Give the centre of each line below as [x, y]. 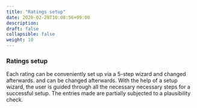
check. [15, 100]
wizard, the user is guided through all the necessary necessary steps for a [98, 87]
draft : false [23, 29]
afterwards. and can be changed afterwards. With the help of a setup [92, 81]
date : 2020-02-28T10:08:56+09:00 [48, 17]
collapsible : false [31, 34]
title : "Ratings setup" [36, 12]
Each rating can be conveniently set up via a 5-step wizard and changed [96, 74]
